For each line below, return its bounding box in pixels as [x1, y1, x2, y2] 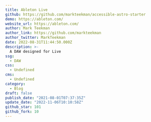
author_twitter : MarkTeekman [5, 35, 66, 40]
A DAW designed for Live [9, 49, 61, 54]
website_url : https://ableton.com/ [5, 21, 79, 26]
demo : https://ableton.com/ [5, 16, 64, 21]
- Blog [9, 86, 23, 91]
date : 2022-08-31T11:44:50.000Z [5, 40, 72, 45]
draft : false [5, 91, 32, 96]
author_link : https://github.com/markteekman [5, 30, 101, 35]
